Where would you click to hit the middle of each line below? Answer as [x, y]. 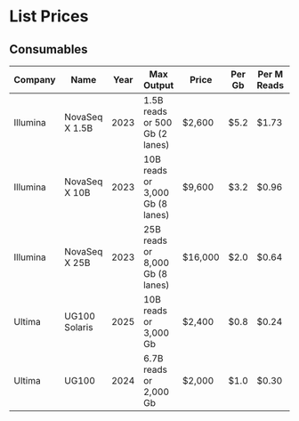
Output [159, 85]
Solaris [79, 327]
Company [35, 80]
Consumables [48, 49]
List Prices [49, 16]
